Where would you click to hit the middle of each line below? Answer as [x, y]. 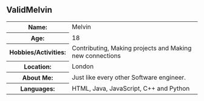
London [83, 66]
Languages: [38, 89]
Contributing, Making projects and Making [132, 48]
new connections [97, 56]
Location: [38, 66]
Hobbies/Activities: [38, 52]
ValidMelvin [29, 10]
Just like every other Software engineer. [129, 77]
